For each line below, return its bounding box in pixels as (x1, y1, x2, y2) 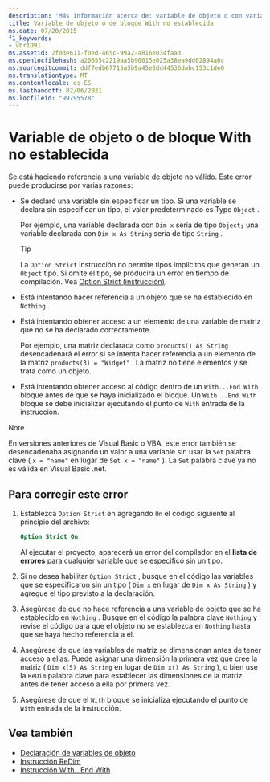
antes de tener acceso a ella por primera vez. (19, 679, 170, 689)
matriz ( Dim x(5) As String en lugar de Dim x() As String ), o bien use (19, 662, 259, 671)
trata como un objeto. (19, 366, 92, 376)
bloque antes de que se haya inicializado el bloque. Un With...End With (19, 390, 257, 400)
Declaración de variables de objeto (19, 747, 136, 757)
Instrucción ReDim (19, 756, 82, 766)
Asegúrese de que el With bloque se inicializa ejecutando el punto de (19, 694, 249, 704)
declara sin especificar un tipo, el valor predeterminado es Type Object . (19, 205, 260, 214)
